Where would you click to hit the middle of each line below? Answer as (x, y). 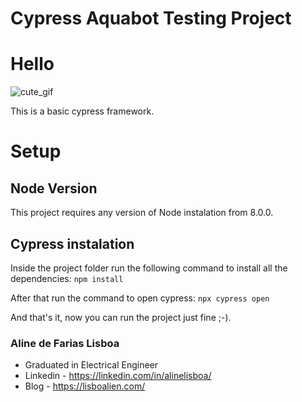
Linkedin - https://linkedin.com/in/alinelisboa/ (118, 376)
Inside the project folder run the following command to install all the (149, 268)
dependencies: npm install (67, 278)
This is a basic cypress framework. (82, 111)
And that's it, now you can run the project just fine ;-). (121, 317)
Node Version (54, 188)
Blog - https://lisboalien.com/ (85, 386)
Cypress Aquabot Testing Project (151, 18)
